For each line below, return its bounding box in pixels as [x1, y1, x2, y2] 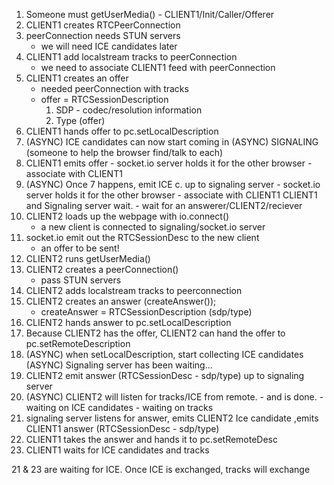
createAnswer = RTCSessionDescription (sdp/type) [40, 306, 253, 318]
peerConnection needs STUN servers [25, 30, 181, 41]
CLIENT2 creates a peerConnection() [25, 264, 179, 275]
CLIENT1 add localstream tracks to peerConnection [25, 51, 238, 63]
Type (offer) [55, 115, 106, 126]
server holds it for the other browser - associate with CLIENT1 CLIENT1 [25, 189, 318, 201]
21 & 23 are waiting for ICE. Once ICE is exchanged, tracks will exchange [11, 464, 311, 475]
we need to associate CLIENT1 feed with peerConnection [40, 62, 276, 73]
